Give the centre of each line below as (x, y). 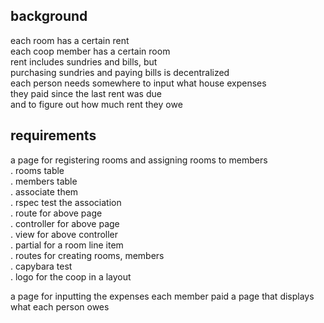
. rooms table (37, 170)
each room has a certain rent (70, 40)
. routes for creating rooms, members (87, 255)
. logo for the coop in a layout (71, 276)
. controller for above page (65, 223)
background (49, 16)
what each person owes (60, 306)
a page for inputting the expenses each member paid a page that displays (162, 296)
